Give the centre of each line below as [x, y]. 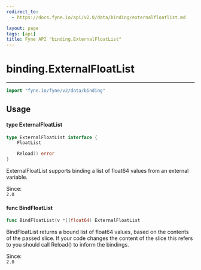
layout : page [22, 28]
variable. [17, 177]
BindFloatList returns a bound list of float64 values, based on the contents [98, 232]
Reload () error [36, 154]
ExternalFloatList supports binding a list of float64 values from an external [98, 171]
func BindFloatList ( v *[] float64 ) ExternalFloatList [73, 220]
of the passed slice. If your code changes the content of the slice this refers [100, 238]
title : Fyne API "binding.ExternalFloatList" [64, 40]
